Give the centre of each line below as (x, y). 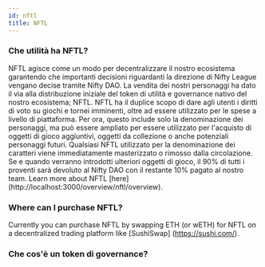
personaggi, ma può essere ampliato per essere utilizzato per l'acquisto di (130, 128)
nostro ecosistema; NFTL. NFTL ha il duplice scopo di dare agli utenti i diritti (133, 102)
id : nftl (23, 16)
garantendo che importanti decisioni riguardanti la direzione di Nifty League (132, 77)
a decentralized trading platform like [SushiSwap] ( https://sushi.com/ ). (124, 234)
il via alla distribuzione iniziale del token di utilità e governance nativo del (128, 93)
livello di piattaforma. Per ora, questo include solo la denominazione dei (126, 119)
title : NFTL (28, 23)
